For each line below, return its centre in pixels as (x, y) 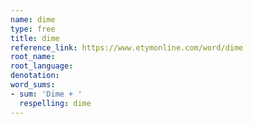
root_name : (33, 57)
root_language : (42, 66)
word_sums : (33, 85)
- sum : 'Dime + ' (46, 94)
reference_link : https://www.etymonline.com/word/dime (127, 47)
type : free (33, 29)
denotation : (35, 76)
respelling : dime (55, 103)
